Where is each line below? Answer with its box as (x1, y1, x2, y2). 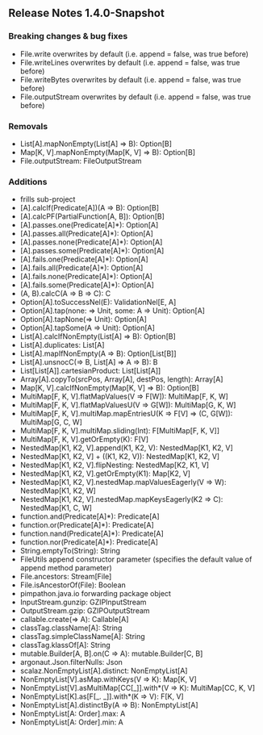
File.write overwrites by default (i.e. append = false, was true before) (19, 48, 248, 59)
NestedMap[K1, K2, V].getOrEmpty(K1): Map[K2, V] (19, 469, 191, 478)
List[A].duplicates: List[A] (19, 340, 105, 350)
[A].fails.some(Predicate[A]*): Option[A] (19, 280, 155, 290)
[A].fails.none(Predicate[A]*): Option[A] (19, 272, 153, 282)
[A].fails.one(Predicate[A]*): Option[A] (19, 254, 149, 265)
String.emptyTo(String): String (19, 546, 121, 556)
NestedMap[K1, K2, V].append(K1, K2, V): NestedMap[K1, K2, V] (19, 443, 234, 453)
